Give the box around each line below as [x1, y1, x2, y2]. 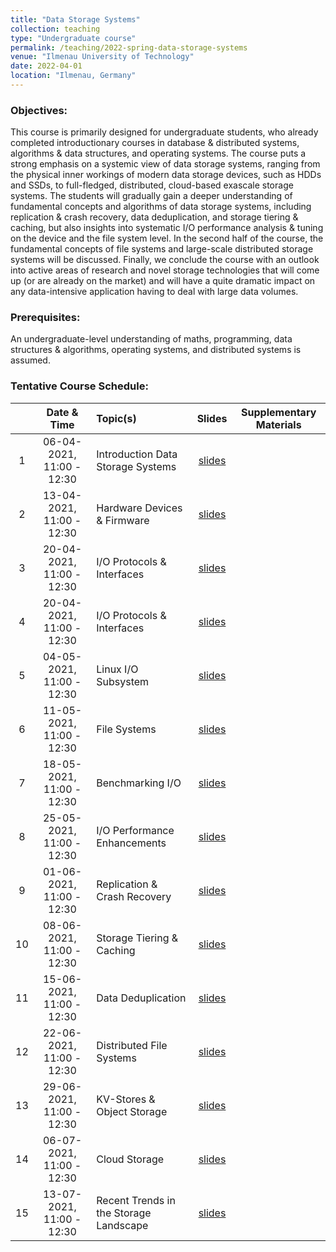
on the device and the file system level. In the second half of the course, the [10, 232, 324, 245]
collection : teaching [10, 24, 101, 34]
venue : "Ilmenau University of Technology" [10, 52, 195, 62]
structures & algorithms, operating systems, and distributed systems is [10, 344, 302, 356]
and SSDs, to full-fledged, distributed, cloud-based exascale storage [10, 179, 294, 191]
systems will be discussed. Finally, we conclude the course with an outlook [10, 254, 320, 266]
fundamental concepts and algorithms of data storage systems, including [10, 201, 312, 213]
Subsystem [96, 674, 150, 688]
